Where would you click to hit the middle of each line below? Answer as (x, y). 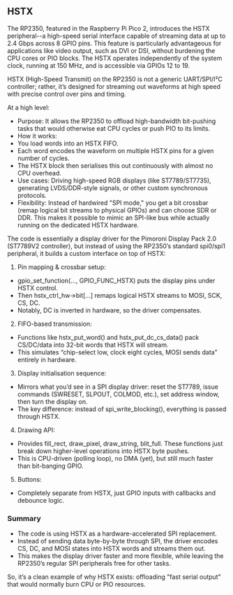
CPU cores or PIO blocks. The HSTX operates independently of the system (115, 58)
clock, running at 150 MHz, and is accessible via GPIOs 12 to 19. (99, 65)
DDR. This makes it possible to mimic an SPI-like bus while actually (113, 217)
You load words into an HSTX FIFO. (68, 143)
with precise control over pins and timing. (67, 94)
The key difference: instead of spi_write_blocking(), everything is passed (122, 409)
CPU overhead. (39, 173)
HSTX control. (37, 288)
